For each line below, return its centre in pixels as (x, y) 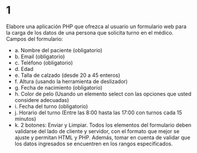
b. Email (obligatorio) (40, 56)
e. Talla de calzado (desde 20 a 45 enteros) (67, 75)
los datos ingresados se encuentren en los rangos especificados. (94, 144)
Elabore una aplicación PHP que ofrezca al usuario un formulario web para (96, 26)
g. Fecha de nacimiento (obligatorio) (59, 87)
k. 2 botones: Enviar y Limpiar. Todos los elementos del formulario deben (103, 125)
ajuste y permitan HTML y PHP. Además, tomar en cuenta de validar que (102, 137)
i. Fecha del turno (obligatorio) (51, 106)
